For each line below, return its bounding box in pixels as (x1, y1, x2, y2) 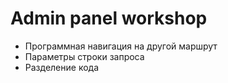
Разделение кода (24, 61, 100, 73)
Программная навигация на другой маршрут (24, 40, 218, 52)
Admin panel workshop (10, 7, 208, 30)
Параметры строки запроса (24, 50, 145, 62)
